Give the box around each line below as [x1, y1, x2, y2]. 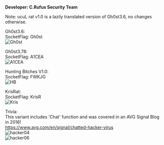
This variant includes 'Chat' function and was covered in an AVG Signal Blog [5, 114, 160, 120]
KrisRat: [5, 89, 21, 94]
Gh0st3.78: [5, 49, 28, 54]
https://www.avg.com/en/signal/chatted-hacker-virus [5, 124, 114, 130]
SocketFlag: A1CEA [5, 54, 44, 60]
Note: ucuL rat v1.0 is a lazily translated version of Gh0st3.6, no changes [5, 14, 152, 19]
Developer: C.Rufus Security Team [5, 4, 78, 10]
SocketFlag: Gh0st [5, 34, 43, 39]
